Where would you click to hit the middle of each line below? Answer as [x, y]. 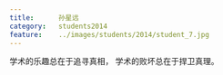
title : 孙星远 [44, 18]
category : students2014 [58, 26]
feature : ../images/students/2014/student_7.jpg [109, 34]
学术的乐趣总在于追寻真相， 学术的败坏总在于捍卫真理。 [114, 61]
